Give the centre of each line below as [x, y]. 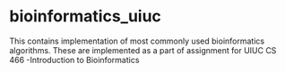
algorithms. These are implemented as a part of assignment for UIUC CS [143, 50]
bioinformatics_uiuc [85, 16]
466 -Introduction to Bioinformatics [74, 60]
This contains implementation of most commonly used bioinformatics [137, 41]
